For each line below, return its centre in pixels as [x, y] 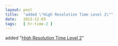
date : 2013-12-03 [26, 19]
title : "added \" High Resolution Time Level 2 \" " [59, 14]
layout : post [19, 10]
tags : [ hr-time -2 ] [29, 24]
